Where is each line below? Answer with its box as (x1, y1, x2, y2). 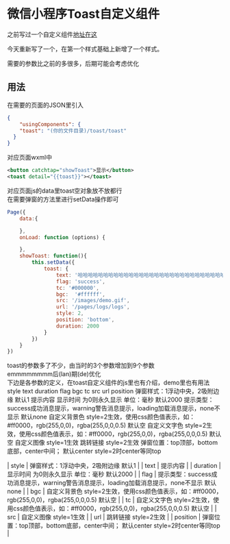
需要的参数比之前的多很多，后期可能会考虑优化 (7, 59, 139, 67)
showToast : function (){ (19, 253, 88, 260)
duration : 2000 (55, 323, 99, 330)
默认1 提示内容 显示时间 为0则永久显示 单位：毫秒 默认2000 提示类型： (14, 395, 214, 404)
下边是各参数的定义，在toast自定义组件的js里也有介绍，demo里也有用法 (7, 378, 210, 387)
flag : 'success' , (55, 278, 106, 285)
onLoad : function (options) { (19, 234, 106, 240)
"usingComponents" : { (19, 121, 81, 127)
